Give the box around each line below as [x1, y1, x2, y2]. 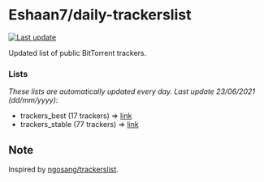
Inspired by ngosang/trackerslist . [8, 164, 119, 175]
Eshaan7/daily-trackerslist [8, 6, 192, 24]
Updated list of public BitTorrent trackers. [8, 48, 147, 57]
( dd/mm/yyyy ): [8, 95, 58, 105]
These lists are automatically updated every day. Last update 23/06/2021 [8, 87, 256, 96]
